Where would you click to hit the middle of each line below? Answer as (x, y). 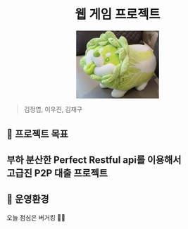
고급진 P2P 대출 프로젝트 (57, 173)
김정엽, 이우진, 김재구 (53, 109)
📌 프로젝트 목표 (37, 134)
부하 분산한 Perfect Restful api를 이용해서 (94, 160)
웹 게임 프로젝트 (118, 14)
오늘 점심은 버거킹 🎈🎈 (36, 217)
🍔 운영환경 (28, 199)
